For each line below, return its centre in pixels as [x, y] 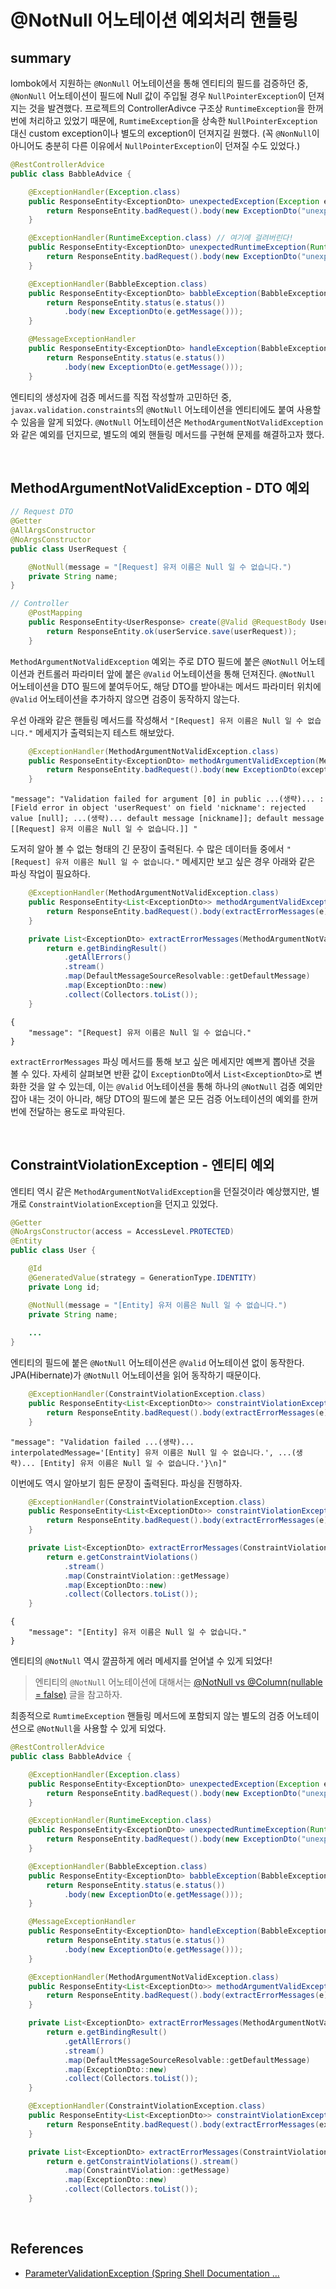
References [47, 2249]
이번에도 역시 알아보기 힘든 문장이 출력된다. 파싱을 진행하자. [126, 1483]
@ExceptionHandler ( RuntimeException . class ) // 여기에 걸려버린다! [161, 238]
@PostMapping [55, 613]
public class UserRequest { [69, 549]
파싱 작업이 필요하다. [50, 874]
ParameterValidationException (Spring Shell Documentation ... [152, 2273]
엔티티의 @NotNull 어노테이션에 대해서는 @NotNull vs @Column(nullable [178, 1682]
